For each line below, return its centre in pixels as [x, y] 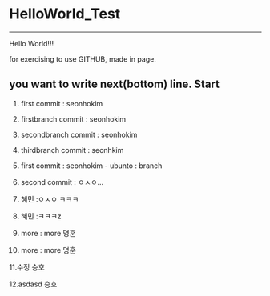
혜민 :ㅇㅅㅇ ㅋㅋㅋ [50, 199]
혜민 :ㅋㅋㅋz [41, 216]
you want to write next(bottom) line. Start [114, 84]
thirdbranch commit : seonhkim [72, 150]
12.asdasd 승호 [33, 284]
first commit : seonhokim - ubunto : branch [91, 166]
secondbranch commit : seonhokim [79, 134]
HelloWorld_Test [65, 14]
